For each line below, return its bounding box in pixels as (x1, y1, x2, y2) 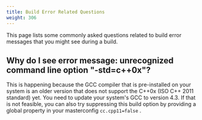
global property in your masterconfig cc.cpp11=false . (6, 107, 142, 115)
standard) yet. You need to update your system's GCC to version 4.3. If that (6, 94, 196, 101)
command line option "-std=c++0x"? (6, 65, 151, 75)
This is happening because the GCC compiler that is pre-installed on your (6, 81, 191, 88)
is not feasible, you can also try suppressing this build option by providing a (6, 101, 197, 108)
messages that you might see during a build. (6, 38, 118, 45)
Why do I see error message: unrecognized (6, 55, 174, 66)
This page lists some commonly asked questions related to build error (6, 31, 182, 38)
